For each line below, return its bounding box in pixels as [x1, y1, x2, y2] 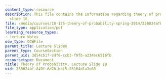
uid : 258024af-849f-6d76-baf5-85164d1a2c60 [5, 67, 96, 72]
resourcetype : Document [5, 57, 54, 62]
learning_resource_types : [5, 30, 58, 35]
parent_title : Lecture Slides [5, 44, 68, 49]
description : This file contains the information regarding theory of [5, 12, 154, 17]
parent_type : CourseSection [5, 48, 63, 53]
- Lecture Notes [5, 35, 39, 40]
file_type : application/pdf [5, 26, 63, 30]
